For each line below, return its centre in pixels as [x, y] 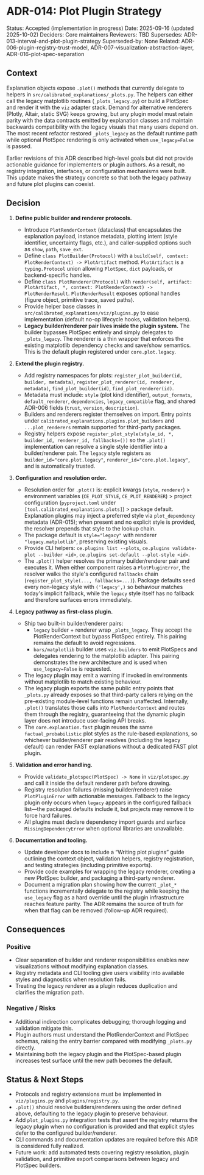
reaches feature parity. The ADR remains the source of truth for [104, 904]
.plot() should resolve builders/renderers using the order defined [98, 1107]
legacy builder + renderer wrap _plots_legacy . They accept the [112, 630]
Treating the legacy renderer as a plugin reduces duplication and [96, 986]
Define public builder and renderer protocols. [73, 218]
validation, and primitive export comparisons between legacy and [97, 1159]
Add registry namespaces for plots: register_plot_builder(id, [103, 375]
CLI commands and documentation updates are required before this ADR [107, 1140]
